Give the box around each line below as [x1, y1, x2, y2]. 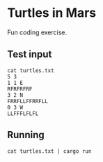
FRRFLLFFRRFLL [7, 97, 49, 104]
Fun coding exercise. [7, 28, 68, 36]
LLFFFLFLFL [7, 110, 39, 117]
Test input [7, 48, 52, 60]
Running [7, 129, 45, 141]
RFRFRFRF [7, 86, 33, 93]
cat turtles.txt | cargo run [7, 147, 92, 155]
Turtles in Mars [7, 5, 96, 21]
